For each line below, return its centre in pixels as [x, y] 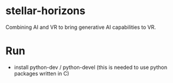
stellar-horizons [46, 11]
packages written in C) [41, 73]
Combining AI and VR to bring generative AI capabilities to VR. [81, 27]
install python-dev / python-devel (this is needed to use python [91, 67]
